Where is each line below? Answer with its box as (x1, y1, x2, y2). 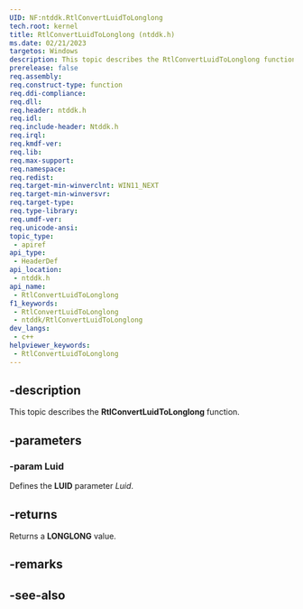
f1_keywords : (9, 299, 59, 308)
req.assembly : (9, 72, 63, 81)
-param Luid (9, 460, 65, 473)
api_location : (9, 266, 63, 275)
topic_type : (9, 231, 54, 240)
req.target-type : (9, 198, 75, 208)
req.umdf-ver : (9, 214, 63, 224)
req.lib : (9, 147, 42, 156)
